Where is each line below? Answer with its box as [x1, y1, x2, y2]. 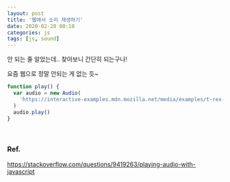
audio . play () [13, 109, 51, 116]
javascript [7, 167, 36, 175]
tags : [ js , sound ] [7, 36, 60, 42]
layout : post [7, 10, 44, 17]
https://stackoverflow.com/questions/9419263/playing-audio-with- [7, 160, 196, 168]
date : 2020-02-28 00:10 [7, 23, 75, 29]
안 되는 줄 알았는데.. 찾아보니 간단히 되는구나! [7, 55, 128, 64]
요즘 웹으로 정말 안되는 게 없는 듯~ [7, 70, 99, 78]
